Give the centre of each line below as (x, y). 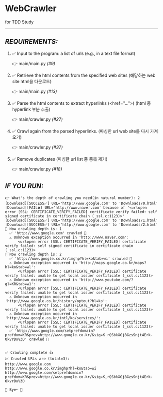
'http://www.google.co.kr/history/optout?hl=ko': (56, 301)
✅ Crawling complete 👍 (29, 352)
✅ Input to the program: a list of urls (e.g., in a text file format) (74, 53)
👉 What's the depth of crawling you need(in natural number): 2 (73, 198)
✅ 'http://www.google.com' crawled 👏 (48, 233)
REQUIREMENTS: (32, 42)
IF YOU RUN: (24, 186)
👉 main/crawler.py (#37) (37, 147)
